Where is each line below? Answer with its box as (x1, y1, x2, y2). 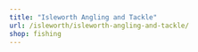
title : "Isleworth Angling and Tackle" (9, 12, 158, 22)
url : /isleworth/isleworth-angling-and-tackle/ (9, 21, 190, 30)
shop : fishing (9, 29, 62, 38)
